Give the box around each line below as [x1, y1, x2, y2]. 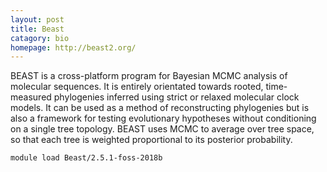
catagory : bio [10, 33, 70, 43]
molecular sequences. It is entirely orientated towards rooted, [10, 81, 264, 93]
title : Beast [10, 24, 65, 34]
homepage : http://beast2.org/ [10, 42, 137, 53]
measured [10, 91, 52, 103]
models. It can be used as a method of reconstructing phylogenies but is [10, 102, 310, 114]
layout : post [10, 14, 65, 25]
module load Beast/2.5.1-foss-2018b [10, 153, 163, 163]
